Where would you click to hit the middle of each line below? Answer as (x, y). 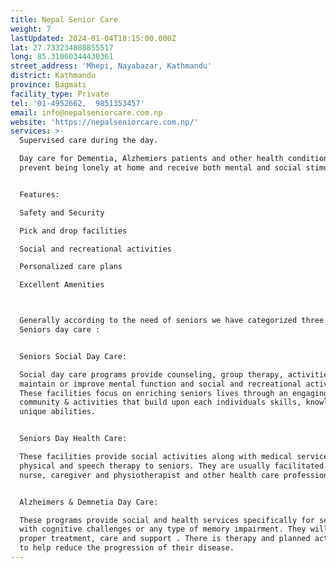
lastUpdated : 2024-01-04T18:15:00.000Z (93, 38)
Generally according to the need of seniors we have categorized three (172, 321)
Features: (39, 194)
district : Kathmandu (53, 76)
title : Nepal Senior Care (64, 19)
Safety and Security (62, 212)
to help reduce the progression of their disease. (127, 548)
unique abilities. (58, 412)
